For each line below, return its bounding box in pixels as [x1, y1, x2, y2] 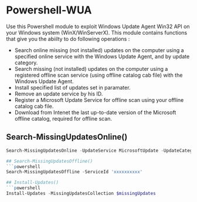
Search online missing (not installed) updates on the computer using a [14, 46, 184, 53]
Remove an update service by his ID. [14, 90, 103, 97]
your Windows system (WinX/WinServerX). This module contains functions [6, 29, 188, 36]
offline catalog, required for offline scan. [14, 115, 113, 122]
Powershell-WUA [6, 4, 92, 17]
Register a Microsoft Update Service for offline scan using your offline [14, 96, 184, 103]
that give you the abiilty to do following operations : [6, 35, 130, 42]
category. [14, 59, 38, 66]
